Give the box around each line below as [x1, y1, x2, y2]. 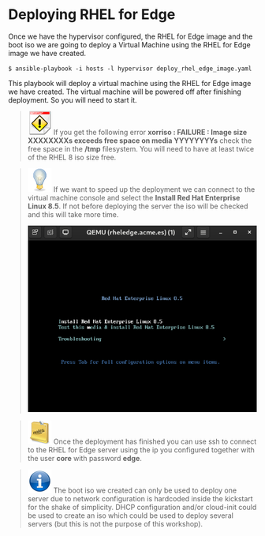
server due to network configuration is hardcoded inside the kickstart [27, 494, 254, 504]
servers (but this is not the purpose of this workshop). [27, 519, 203, 529]
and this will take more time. [27, 209, 119, 219]
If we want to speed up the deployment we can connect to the [53, 184, 256, 194]
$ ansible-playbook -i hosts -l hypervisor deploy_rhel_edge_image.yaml [8, 65, 252, 73]
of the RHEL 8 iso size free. [27, 152, 117, 162]
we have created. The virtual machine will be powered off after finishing [8, 87, 242, 96]
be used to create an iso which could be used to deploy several [27, 511, 234, 520]
